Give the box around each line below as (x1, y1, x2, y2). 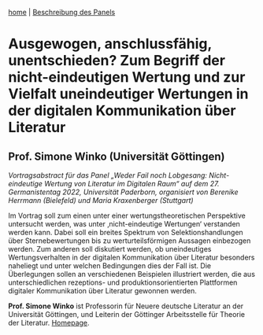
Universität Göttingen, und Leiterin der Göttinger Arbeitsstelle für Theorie (8, 310, 246, 318)
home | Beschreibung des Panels (8, 8, 116, 17)
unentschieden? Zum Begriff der (8, 52, 226, 70)
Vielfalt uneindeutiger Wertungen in (8, 85, 249, 103)
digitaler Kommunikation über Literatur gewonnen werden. (8, 286, 197, 295)
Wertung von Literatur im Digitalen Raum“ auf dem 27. (44, 179, 220, 188)
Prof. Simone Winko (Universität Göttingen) (8, 149, 225, 163)
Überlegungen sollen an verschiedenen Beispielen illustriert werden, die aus (8, 270, 256, 278)
